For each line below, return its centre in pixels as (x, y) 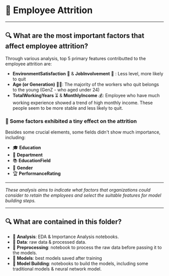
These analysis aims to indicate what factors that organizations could (78, 190)
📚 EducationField (32, 161)
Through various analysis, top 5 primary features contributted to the (75, 58)
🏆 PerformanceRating (37, 173)
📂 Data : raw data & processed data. (49, 242)
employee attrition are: (28, 64)
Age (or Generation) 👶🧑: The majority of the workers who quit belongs (86, 84)
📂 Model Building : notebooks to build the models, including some (80, 263)
